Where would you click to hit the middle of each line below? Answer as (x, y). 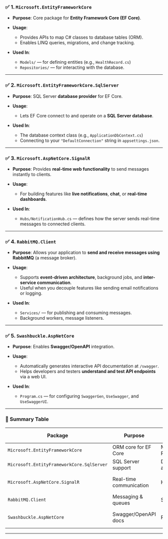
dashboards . (33, 199)
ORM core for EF (132, 447)
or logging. (31, 293)
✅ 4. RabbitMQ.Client (31, 241)
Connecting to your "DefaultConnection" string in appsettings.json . (90, 140)
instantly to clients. (32, 174)
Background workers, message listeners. (62, 318)
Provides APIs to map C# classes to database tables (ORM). (81, 37)
